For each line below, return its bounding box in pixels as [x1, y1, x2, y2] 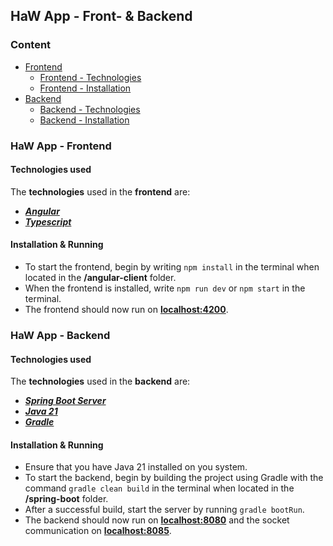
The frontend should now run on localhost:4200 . [24, 304, 229, 316]
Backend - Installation [39, 114, 130, 126]
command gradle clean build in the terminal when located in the [24, 482, 295, 494]
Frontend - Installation [39, 82, 132, 94]
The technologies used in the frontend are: [10, 185, 191, 198]
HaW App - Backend [10, 328, 111, 342]
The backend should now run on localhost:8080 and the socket [24, 514, 290, 526]
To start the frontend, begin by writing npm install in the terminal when [24, 261, 320, 273]
